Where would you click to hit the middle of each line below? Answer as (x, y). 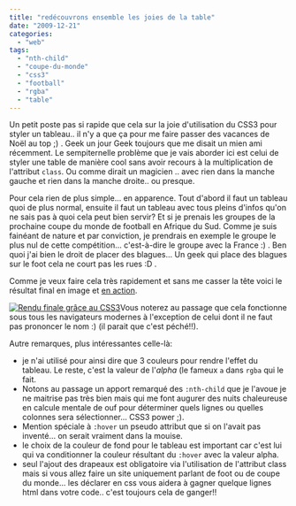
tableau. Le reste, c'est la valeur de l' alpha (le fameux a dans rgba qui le (153, 370)
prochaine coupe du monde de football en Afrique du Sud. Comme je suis (143, 226)
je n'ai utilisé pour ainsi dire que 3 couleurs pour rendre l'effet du (140, 361)
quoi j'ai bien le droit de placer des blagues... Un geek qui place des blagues (148, 255)
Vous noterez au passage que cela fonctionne (203, 308)
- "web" (31, 42)
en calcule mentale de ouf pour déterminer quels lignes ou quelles (142, 408)
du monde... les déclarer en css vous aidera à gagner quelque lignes (147, 483)
